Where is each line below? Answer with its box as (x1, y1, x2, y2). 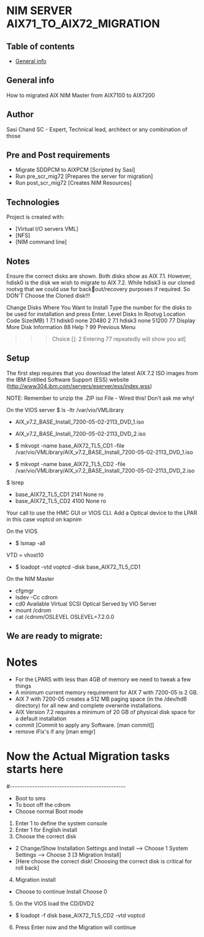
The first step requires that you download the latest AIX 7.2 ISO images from (6, 369, 198, 376)
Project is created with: (6, 213, 65, 221)
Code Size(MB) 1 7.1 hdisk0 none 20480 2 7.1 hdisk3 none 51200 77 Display (6, 317, 196, 324)
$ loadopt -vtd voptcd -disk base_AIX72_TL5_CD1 (15, 563, 141, 570)
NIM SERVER (6, 4, 72, 18)
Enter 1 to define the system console (15, 820, 107, 827)
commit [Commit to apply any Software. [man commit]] (15, 721, 154, 729)
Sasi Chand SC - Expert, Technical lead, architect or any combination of (6, 125, 188, 133)
